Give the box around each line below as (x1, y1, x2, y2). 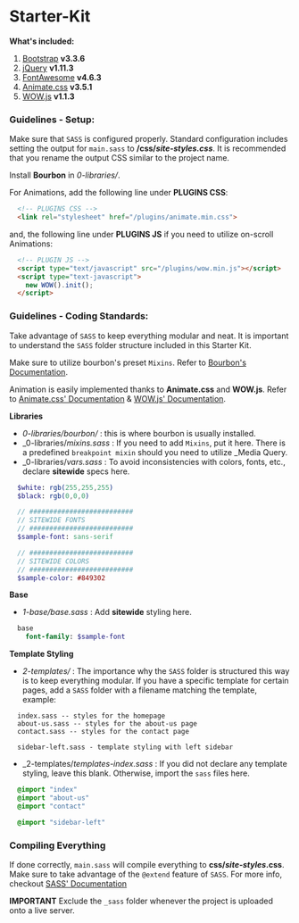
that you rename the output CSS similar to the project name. (9, 153, 230, 163)
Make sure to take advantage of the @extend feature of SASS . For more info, (9, 869, 283, 879)
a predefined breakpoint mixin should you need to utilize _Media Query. (21, 446, 288, 457)
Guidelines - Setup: (9, 113, 96, 126)
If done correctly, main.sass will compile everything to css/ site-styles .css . (9, 859, 285, 869)
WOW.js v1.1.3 (21, 91, 75, 102)
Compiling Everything (9, 839, 106, 852)
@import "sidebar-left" (17, 818, 105, 827)
